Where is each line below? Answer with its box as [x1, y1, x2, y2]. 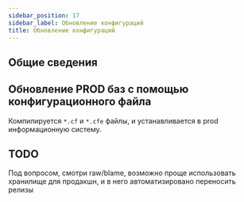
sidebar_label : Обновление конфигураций [8, 19, 145, 27]
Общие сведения [8, 55, 98, 69]
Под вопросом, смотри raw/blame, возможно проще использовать [8, 168, 236, 178]
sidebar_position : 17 [8, 11, 80, 20]
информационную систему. [8, 124, 102, 134]
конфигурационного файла [8, 95, 152, 109]
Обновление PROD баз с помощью [8, 82, 189, 96]
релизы [8, 185, 34, 195]
